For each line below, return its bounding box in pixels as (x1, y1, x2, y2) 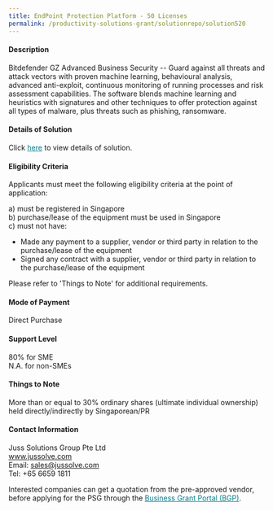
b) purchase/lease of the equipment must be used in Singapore (8, 212, 222, 222)
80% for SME (8, 352, 54, 362)
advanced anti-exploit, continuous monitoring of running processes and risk (8, 80, 264, 90)
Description (8, 45, 50, 55)
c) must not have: (8, 221, 68, 231)
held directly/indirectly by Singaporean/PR (8, 406, 150, 416)
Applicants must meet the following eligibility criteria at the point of (8, 180, 234, 190)
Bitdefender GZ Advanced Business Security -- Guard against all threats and (8, 63, 266, 72)
